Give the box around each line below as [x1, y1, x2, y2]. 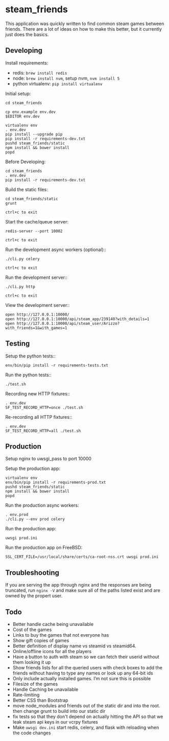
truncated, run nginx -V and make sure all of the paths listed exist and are [5, 587, 161, 594]
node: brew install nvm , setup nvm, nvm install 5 [12, 75, 120, 81]
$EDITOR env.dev [5, 114, 40, 119]
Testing [5, 339, 30, 348]
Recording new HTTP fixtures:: [5, 390, 70, 397]
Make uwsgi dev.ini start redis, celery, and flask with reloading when [12, 725, 159, 730]
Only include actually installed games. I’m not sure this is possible [12, 676, 151, 681]
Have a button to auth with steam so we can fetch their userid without [12, 654, 159, 660]
